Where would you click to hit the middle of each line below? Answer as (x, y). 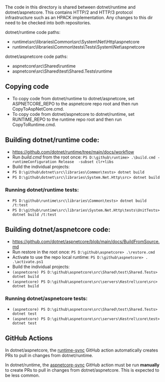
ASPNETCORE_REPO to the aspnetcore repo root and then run (75, 104)
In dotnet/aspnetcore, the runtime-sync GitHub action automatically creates (82, 350)
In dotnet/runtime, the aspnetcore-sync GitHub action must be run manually (82, 365)
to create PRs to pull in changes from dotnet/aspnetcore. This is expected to (82, 370)
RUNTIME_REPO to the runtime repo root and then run (67, 119)
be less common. (23, 375)
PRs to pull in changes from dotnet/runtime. (49, 355)
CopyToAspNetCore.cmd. (38, 109)
